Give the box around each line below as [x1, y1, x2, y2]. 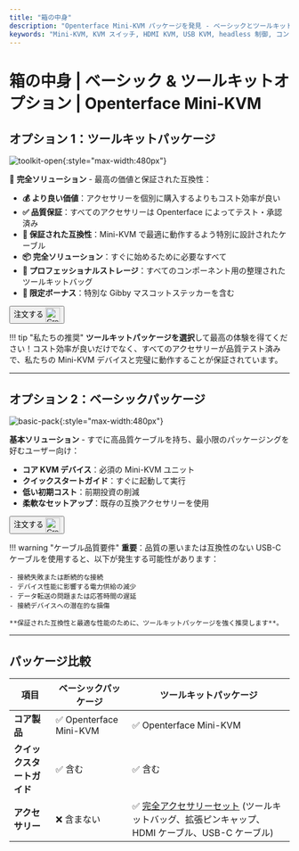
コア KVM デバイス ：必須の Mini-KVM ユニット [21, 465, 196, 475]
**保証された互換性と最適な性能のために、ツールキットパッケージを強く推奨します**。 [9, 619, 283, 628]
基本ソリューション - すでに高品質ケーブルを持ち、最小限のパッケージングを [9, 434, 290, 445]
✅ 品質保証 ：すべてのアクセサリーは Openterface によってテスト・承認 [21, 207, 283, 218]
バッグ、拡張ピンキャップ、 [149, 814, 265, 825]
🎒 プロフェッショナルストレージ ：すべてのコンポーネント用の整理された [21, 265, 287, 277]
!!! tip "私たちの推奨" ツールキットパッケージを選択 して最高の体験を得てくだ [9, 332, 288, 343]
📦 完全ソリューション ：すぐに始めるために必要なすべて [21, 252, 227, 262]
